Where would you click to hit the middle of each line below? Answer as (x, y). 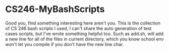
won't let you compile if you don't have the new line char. (65, 44)
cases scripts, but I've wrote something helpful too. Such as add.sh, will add (84, 33)
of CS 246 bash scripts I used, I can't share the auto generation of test (78, 28)
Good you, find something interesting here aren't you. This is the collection (83, 23)
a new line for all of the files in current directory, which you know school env (84, 39)
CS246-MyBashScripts (55, 9)
